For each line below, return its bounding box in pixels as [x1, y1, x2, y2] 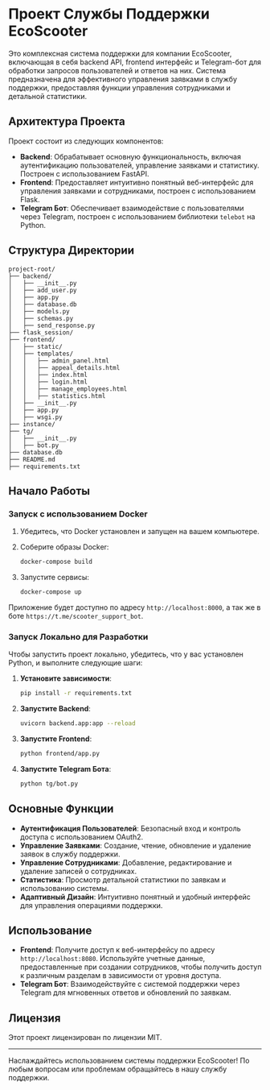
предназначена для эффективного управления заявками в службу [8, 74, 238, 84]
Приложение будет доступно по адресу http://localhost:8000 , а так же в [8, 603, 261, 612]
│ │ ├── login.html [8, 378, 88, 386]
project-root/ [8, 265, 56, 273]
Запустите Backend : [19, 704, 91, 714]
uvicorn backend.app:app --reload [19, 719, 136, 727]
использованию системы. [19, 883, 109, 893]
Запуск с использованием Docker [8, 508, 149, 520]
